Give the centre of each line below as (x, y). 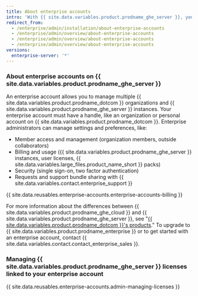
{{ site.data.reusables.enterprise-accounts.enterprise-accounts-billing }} (94, 194)
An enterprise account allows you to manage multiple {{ (74, 96)
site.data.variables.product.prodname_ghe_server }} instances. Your (89, 109)
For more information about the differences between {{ (73, 206)
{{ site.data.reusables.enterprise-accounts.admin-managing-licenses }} (93, 287)
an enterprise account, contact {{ (47, 238)
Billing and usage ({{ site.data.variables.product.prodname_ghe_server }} (103, 152)
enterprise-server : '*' (40, 56)
